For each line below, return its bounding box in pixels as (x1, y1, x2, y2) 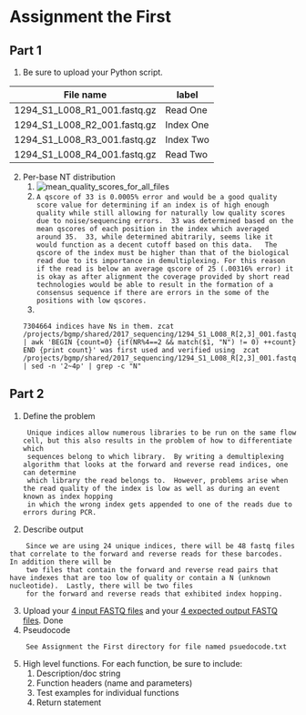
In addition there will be (9, 557, 112, 567)
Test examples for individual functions (36, 687, 179, 698)
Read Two (165, 148, 208, 160)
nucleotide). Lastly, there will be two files (9, 581, 194, 590)
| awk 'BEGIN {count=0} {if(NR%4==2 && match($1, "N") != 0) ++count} (22, 338, 297, 347)
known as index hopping (22, 492, 114, 501)
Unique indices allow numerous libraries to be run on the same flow (26, 428, 297, 437)
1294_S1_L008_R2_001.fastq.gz (14, 118, 157, 131)
